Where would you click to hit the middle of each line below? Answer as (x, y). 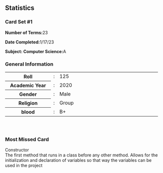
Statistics (20, 8)
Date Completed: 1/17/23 (30, 42)
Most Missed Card (27, 139)
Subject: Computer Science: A (36, 51)
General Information (29, 64)
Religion (28, 103)
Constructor (17, 150)
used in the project (24, 166)
